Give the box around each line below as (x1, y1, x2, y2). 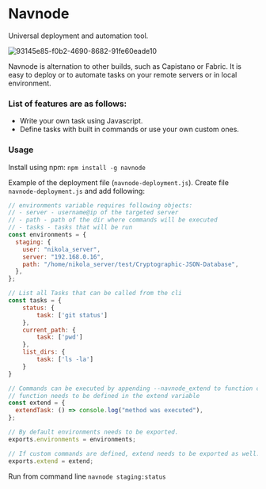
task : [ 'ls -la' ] (36, 355, 93, 364)
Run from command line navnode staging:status (8, 472, 166, 481)
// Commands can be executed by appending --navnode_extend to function (8, 385, 253, 392)
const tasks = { (8, 297, 62, 305)
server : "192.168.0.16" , (22, 252, 104, 261)
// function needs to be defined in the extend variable (8, 392, 200, 400)
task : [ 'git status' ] (36, 311, 108, 319)
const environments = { (8, 231, 87, 239)
